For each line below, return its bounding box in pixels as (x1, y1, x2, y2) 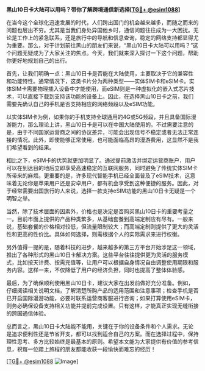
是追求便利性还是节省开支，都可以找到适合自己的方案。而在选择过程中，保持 (6, 330, 199, 337)
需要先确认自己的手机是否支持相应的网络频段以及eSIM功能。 (6, 101, 159, 107)
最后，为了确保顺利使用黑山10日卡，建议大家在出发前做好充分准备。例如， (6, 280, 194, 286)
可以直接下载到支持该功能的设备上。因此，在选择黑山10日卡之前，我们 (16, 93, 194, 100)
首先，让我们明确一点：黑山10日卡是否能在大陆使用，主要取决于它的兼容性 (6, 70, 194, 77)
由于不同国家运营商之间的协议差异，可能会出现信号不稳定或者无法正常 (16, 129, 193, 136)
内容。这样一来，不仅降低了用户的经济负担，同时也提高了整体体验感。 (11, 266, 188, 274)
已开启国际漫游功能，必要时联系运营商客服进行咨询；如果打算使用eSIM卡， (6, 295, 196, 302)
